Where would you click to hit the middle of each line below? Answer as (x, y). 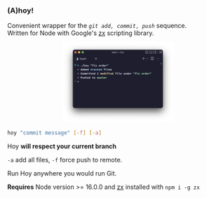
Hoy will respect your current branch (62, 146)
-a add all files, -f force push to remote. (65, 160)
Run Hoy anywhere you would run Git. (62, 173)
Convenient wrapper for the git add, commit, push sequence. (97, 26)
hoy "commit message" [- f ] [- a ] (54, 133)
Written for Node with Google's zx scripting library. (81, 33)
